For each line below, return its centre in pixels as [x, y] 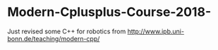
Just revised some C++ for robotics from [67, 31]
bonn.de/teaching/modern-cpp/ [54, 38]
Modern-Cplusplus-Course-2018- [109, 12]
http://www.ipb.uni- [156, 31]
